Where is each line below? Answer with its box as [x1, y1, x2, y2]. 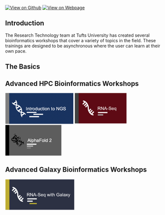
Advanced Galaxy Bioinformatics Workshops [5, 165, 147, 174]
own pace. [5, 48, 27, 54]
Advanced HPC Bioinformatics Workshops [5, 79, 139, 88]
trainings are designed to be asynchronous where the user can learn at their [5, 43, 161, 49]
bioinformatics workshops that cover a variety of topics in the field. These [5, 37, 156, 43]
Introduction [5, 19, 45, 27]
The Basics [5, 63, 41, 71]
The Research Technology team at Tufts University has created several [5, 32, 150, 38]
